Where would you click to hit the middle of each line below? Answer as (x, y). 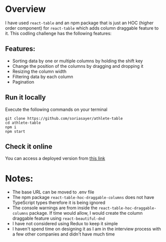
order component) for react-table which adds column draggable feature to (82, 28)
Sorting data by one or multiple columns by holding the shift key (78, 61)
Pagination (23, 82)
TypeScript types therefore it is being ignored (59, 203)
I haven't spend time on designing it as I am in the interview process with (86, 229)
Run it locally (26, 97)
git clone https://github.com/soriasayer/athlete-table (64, 118)
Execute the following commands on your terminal (56, 109)
